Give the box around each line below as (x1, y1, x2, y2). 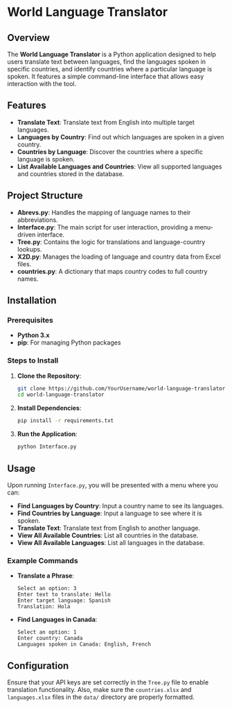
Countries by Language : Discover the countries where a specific (17, 147, 203, 156)
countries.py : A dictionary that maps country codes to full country (17, 267, 208, 275)
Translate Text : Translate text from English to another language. (17, 524, 201, 532)
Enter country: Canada (17, 635, 83, 642)
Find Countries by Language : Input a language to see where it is (17, 509, 202, 517)
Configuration (7, 659, 69, 671)
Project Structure (7, 190, 83, 202)
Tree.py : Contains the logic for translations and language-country (17, 237, 206, 246)
